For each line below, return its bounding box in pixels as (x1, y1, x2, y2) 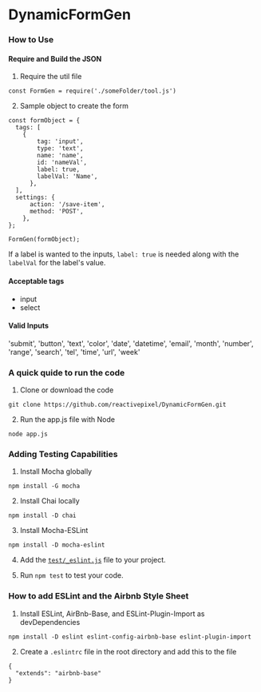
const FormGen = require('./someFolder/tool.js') (8, 87, 177, 95)
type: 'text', (37, 145, 84, 153)
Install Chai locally (19, 496, 80, 506)
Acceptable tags (8, 276, 65, 285)
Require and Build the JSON (8, 54, 102, 63)
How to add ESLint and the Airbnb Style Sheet (8, 591, 189, 602)
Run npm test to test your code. (19, 571, 124, 580)
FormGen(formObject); (8, 236, 81, 244)
